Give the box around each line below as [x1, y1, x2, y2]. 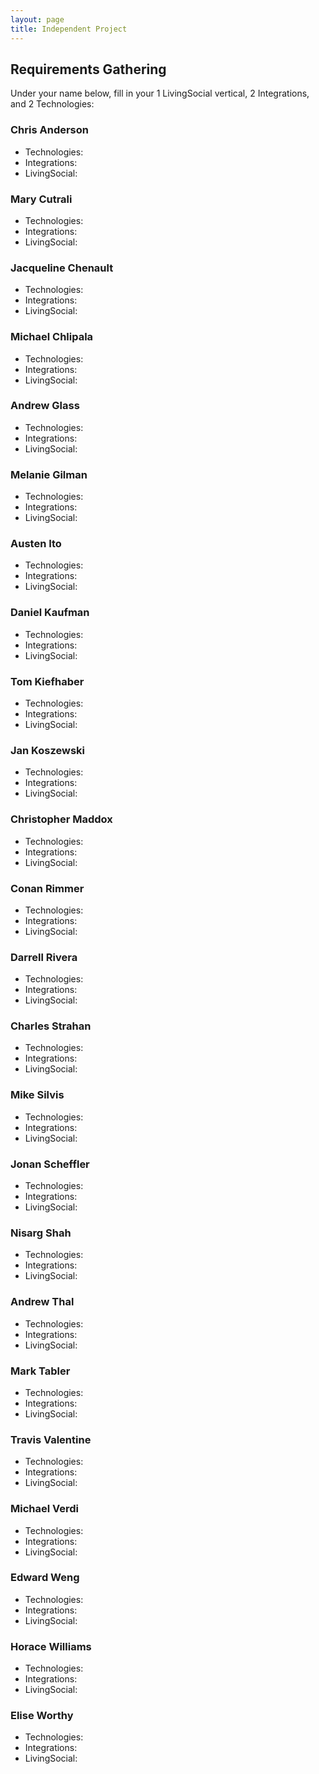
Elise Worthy [10, 1709, 74, 1723]
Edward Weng [10, 1571, 80, 1585]
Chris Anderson [10, 123, 89, 137]
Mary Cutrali [10, 192, 73, 206]
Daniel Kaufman [10, 606, 90, 620]
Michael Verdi [10, 1502, 80, 1516]
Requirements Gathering [10, 61, 167, 78]
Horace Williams [10, 1639, 92, 1653]
